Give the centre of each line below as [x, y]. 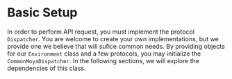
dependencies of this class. [47, 68]
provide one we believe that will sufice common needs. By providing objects [116, 46]
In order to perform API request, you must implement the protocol [101, 32]
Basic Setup [42, 13]
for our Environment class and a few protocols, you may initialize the [104, 54]
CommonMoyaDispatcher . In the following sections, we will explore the [103, 60]
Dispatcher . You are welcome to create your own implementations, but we [113, 38]
